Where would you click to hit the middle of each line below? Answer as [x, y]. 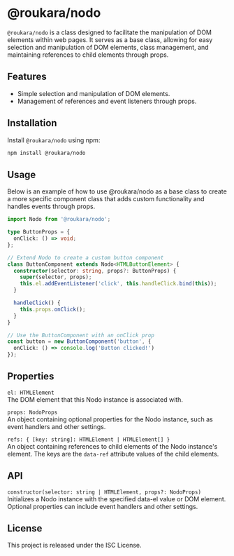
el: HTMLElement [31, 393]
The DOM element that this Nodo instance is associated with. [95, 399]
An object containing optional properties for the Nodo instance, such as [110, 419]
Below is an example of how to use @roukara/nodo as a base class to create [117, 191]
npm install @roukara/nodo [46, 153]
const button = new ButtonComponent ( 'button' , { [79, 341]
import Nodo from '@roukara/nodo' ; [59, 219]
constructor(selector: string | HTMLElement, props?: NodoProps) [104, 492]
